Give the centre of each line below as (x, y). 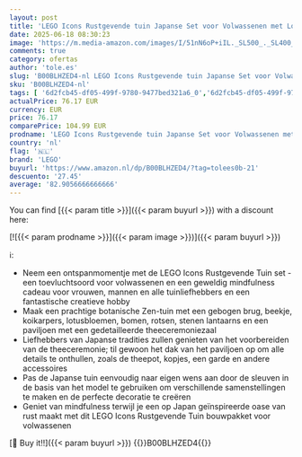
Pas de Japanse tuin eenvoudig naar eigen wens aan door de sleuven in (155, 378)
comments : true (38, 51)
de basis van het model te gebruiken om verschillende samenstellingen (154, 388)
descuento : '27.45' (46, 176)
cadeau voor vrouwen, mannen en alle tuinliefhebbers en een (136, 292)
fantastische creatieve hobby (76, 302)
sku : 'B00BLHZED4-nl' (50, 84)
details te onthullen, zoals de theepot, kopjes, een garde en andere (146, 359)
